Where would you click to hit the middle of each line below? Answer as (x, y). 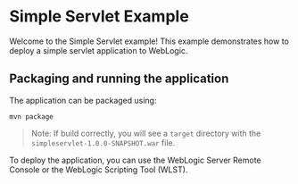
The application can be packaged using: (83, 100)
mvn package (31, 117)
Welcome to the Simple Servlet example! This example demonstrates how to (149, 41)
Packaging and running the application (119, 79)
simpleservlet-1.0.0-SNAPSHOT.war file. (103, 142)
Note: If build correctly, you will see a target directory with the (146, 133)
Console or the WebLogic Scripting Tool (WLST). (99, 169)
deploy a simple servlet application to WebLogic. (99, 50)
